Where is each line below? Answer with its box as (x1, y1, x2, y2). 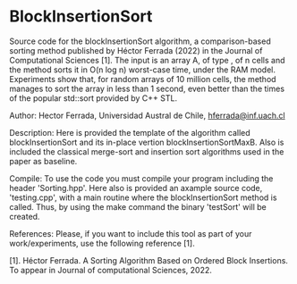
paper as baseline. (9, 155, 78, 166)
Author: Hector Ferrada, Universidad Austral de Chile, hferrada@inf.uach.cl (9, 110, 285, 121)
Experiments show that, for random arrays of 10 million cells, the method (9, 73, 276, 84)
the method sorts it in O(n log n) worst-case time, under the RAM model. (9, 64, 276, 75)
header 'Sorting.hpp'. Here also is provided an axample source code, (9, 182, 263, 193)
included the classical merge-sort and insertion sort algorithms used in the (9, 146, 284, 157)
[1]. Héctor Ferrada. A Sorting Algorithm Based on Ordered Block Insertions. (9, 255, 289, 265)
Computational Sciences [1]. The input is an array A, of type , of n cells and (9, 54, 285, 65)
